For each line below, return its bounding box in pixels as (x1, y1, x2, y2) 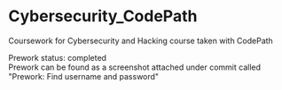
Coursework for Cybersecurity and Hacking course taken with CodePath (8, 35, 274, 46)
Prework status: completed (8, 52, 107, 63)
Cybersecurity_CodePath (8, 6, 198, 26)
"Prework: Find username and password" (8, 71, 160, 81)
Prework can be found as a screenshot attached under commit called (8, 62, 262, 72)
